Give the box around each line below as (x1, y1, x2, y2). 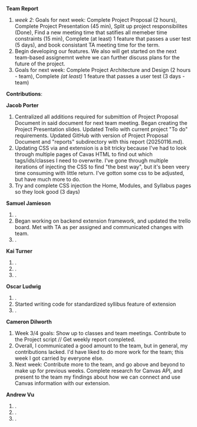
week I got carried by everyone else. (14, 355, 104, 362)
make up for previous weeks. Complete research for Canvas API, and (14, 368, 183, 374)
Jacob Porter (6, 102, 39, 108)
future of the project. (14, 60, 65, 67)
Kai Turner (6, 247, 32, 254)
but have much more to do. (14, 176, 81, 183)
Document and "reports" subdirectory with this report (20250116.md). (14, 138, 184, 145)
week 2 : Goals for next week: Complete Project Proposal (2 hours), (14, 16, 178, 23)
